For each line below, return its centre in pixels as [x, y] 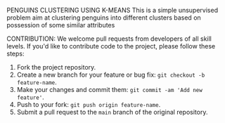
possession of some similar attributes [61, 25]
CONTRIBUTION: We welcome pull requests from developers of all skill [109, 39]
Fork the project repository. [56, 67]
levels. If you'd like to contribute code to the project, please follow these [111, 46]
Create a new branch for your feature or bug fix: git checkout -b [111, 75]
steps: [15, 53]
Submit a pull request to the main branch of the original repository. [112, 112]
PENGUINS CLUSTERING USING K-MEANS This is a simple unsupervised [112, 10]
